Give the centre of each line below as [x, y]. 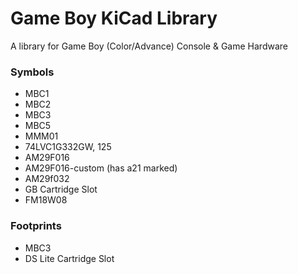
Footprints [36, 226]
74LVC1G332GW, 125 [68, 147]
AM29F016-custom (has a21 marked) [101, 168]
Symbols [32, 72]
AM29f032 [47, 179]
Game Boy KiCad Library [114, 18]
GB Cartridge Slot [61, 189]
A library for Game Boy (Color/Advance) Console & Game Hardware [149, 46]
